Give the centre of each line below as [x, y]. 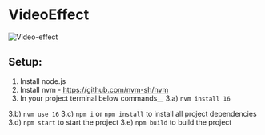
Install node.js [43, 81]
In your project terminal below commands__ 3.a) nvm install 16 [125, 98]
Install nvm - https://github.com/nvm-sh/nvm [94, 89]
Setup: [25, 62]
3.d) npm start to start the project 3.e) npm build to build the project [120, 122]
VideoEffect [49, 15]
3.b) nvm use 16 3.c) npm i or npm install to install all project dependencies [133, 113]
